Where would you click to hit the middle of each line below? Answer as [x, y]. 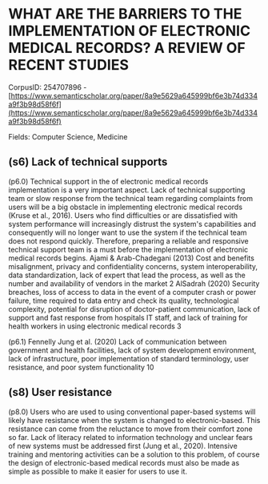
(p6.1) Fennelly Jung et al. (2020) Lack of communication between [118, 341]
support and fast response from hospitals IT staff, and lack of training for [128, 317]
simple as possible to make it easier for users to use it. [98, 471]
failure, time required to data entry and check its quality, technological [124, 300]
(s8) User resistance [60, 392]
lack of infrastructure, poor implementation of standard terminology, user [129, 358]
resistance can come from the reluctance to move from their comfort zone [131, 429]
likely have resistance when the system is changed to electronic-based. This [134, 420]
